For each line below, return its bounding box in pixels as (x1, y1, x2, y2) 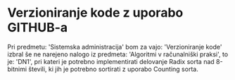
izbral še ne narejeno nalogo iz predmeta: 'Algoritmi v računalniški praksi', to (7, 50, 229, 58)
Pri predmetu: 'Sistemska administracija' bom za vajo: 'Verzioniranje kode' (7, 42, 222, 51)
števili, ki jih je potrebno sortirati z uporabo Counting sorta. (27, 65, 198, 73)
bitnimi (7, 65, 27, 73)
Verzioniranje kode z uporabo (7, 5, 184, 21)
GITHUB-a (7, 19, 68, 35)
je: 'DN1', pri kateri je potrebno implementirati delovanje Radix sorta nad (7, 57, 215, 65)
